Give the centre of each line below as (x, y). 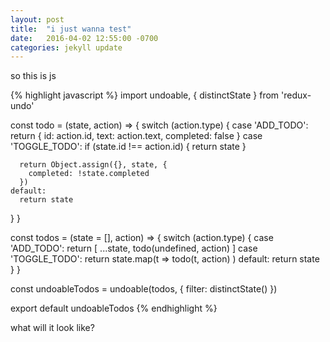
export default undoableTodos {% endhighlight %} (114, 308)
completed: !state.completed (89, 174)
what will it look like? (52, 328)
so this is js (33, 76)
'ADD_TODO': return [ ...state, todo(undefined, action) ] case (134, 248)
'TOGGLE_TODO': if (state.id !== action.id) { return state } (128, 147)
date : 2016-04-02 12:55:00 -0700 (84, 38)
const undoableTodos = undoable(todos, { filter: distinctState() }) (144, 289)
